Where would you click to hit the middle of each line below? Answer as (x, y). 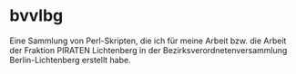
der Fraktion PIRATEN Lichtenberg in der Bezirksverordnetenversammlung (148, 50)
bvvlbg (36, 16)
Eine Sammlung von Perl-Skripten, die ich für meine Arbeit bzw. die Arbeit (148, 41)
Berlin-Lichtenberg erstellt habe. (70, 60)
